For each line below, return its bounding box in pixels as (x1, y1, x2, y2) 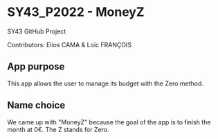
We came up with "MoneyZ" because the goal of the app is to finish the (7, 117, 211, 126)
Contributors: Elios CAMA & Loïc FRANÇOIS (7, 40, 132, 49)
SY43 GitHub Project (7, 27, 66, 35)
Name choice (7, 99, 66, 111)
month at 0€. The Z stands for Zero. (7, 125, 109, 133)
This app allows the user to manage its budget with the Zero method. (7, 79, 204, 88)
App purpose (7, 60, 65, 73)
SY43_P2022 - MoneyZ (7, 4, 145, 20)
